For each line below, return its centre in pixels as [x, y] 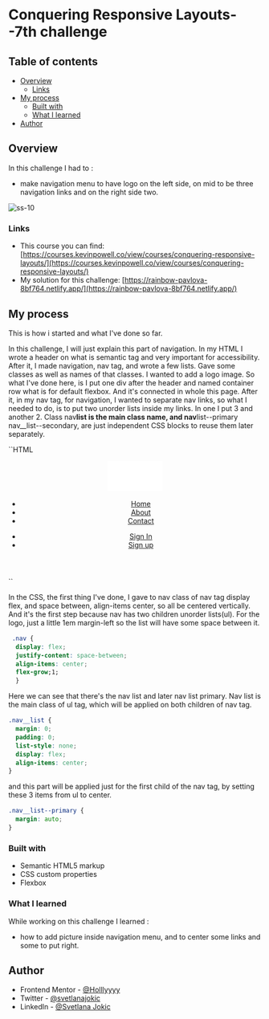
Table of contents [53, 61]
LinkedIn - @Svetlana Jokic [65, 1007]
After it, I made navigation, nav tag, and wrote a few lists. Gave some [122, 365]
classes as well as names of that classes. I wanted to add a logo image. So [132, 374]
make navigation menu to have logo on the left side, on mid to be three [137, 183]
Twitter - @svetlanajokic [60, 998]
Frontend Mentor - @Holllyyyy [70, 990]
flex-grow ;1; [37, 672]
